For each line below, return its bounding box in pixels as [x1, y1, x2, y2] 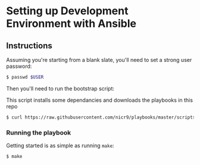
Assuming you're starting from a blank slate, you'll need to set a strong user [6, 57, 192, 63]
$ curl [6, 114, 23, 120]
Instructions [6, 41, 52, 51]
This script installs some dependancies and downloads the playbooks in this [6, 96, 193, 104]
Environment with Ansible [6, 17, 137, 30]
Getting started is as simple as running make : [6, 142, 114, 150]
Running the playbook [6, 128, 71, 136]
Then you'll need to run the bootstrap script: [6, 85, 115, 92]
